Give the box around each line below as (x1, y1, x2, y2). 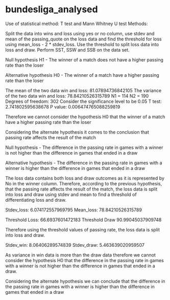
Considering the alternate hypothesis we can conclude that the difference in (5, 278, 165, 284)
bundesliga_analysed (5, 4, 98, 15)
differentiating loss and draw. (5, 197, 66, 203)
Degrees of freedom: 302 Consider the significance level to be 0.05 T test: (5, 98, 162, 104)
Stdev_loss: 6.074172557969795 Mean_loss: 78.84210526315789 (5, 206, 142, 213)
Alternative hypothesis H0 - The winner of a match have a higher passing (5, 72, 159, 78)
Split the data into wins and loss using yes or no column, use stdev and (5, 30, 155, 36)
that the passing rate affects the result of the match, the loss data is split (5, 186, 158, 192)
